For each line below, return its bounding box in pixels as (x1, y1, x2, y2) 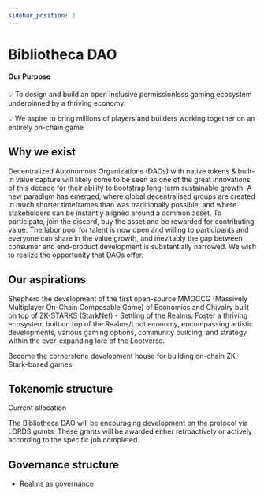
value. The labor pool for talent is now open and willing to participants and (8, 225, 250, 234)
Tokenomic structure (8, 382, 113, 396)
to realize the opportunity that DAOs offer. (8, 250, 144, 259)
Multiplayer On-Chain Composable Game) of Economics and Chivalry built (8, 302, 250, 311)
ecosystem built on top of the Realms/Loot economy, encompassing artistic (8, 319, 254, 328)
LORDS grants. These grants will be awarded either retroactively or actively (8, 427, 252, 436)
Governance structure (8, 458, 120, 472)
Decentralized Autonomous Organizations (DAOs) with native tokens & (8, 166, 236, 176)
